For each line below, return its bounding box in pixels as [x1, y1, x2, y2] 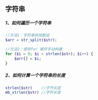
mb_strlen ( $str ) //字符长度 [5, 90, 61, 95]
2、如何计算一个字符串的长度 [5, 72, 65, 78]
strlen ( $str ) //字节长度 [5, 85, 61, 90]
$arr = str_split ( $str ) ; [5, 37, 57, 43]
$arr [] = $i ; [14, 56, 42, 61]
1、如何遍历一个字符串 [5, 20, 52, 26]
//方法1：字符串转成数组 [5, 33, 50, 38]
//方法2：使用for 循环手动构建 [5, 47, 62, 52]
